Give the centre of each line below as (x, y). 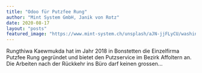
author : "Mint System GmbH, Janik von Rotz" (63, 17)
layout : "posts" (26, 28)
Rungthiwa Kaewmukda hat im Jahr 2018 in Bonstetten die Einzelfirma (93, 51)
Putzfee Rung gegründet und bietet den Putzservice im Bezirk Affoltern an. (99, 57)
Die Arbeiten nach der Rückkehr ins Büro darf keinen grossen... (84, 64)
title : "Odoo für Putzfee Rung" (47, 12)
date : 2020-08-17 (28, 23)
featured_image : (26, 34)
